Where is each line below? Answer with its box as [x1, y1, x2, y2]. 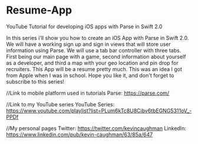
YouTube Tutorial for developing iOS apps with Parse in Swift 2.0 [6, 23, 163, 30]
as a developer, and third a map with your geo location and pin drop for [6, 59, 179, 66]
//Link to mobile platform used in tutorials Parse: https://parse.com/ [6, 89, 170, 96]
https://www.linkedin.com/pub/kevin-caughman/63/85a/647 [6, 130, 153, 138]
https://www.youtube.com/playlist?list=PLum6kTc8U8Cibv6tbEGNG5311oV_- [6, 107, 192, 114]
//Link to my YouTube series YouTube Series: [6, 101, 115, 108]
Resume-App [6, 4, 72, 17]
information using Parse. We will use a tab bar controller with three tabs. [6, 46, 181, 53]
